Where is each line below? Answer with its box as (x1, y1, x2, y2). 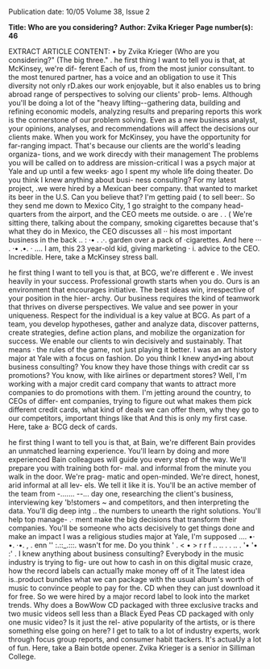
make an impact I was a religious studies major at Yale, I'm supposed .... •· (8, 532, 255, 541)
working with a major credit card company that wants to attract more (8, 379, 236, 389)
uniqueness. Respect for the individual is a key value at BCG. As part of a (8, 310, 251, 320)
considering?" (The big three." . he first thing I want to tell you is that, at (8, 56, 246, 64)
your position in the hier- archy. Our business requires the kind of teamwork (8, 293, 260, 303)
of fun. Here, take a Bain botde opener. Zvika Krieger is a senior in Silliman (8, 643, 255, 652)
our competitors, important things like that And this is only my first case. (8, 413, 247, 422)
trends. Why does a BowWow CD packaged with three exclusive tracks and (8, 600, 259, 609)
